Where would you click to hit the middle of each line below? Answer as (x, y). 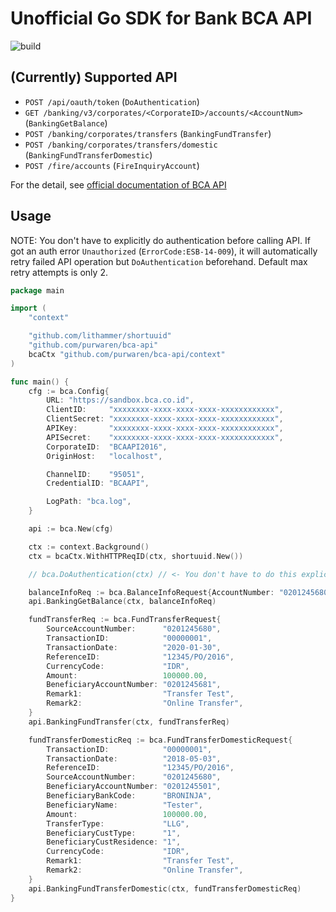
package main (37, 290)
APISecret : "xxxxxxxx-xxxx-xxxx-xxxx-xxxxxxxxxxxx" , (165, 437)
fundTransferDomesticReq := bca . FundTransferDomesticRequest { (160, 740)
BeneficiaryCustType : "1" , (114, 833)
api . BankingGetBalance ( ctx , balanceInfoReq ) (122, 602)
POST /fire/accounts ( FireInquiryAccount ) (112, 165)
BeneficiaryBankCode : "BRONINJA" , (129, 796)
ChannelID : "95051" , (95, 474)
